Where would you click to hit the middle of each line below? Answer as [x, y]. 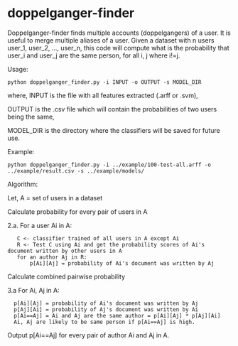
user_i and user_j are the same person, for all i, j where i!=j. [94, 55]
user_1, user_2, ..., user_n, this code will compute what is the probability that [118, 48]
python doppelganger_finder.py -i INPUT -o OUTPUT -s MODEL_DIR [104, 82]
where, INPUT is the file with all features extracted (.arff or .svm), [103, 95]
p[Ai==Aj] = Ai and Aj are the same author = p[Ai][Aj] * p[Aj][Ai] [117, 315]
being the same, [31, 117]
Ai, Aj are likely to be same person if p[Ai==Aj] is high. [104, 322]
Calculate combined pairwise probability [66, 276]
